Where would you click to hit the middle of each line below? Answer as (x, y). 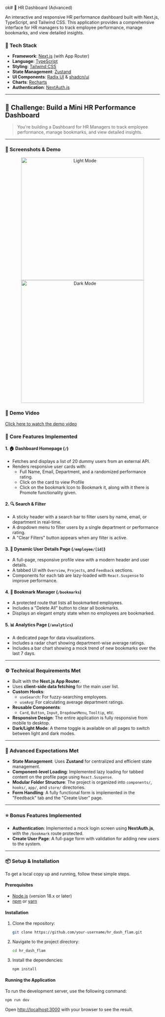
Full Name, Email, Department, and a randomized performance (83, 472)
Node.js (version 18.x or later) (42, 896)
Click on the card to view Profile (52, 482)
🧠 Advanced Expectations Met (42, 750)
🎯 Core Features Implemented (41, 436)
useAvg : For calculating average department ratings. (72, 702)
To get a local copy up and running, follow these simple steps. (68, 874)
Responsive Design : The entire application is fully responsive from (80, 718)
